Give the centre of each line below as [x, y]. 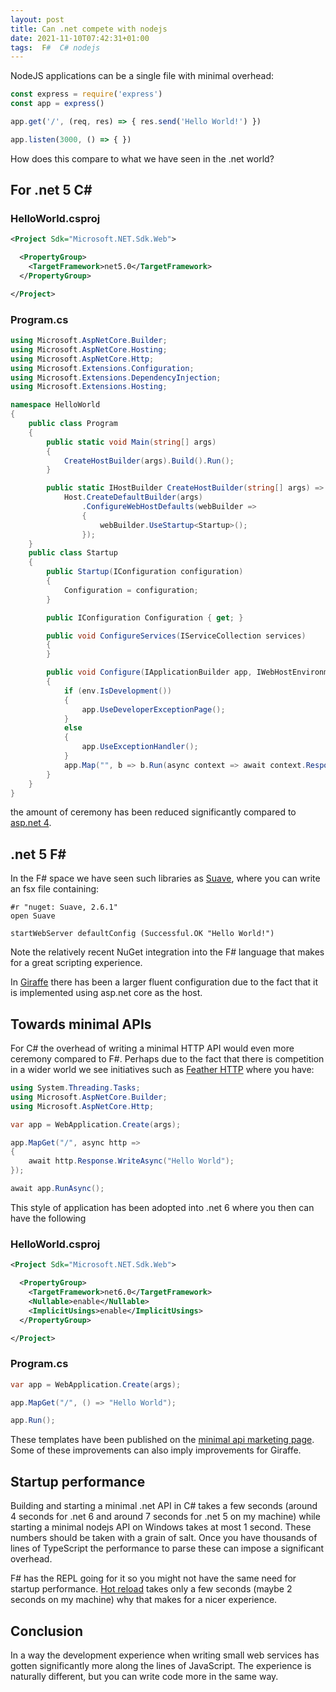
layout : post [37, 19]
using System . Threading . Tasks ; [75, 1088]
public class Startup [73, 553]
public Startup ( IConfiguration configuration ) [145, 572]
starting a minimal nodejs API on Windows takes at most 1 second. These [161, 1527]
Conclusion [47, 1631]
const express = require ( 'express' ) [86, 94]
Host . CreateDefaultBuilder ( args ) [133, 497]
